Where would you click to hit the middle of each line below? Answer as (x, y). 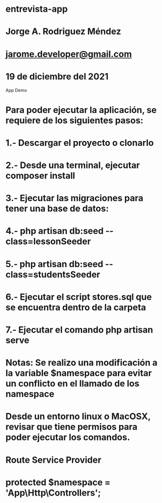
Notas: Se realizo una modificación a (82, 363)
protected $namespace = (58, 482)
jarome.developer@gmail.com (69, 54)
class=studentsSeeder (53, 274)
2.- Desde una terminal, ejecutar (73, 165)
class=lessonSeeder (48, 241)
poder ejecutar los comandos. (68, 437)
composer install (40, 176)
